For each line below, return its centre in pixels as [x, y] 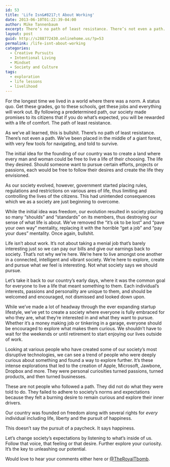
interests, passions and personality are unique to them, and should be [79, 291]
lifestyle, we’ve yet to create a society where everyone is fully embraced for [85, 312]
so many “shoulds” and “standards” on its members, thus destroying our [81, 217]
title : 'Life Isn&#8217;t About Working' [50, 15]
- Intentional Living [33, 58]
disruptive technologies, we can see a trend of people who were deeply [81, 355]
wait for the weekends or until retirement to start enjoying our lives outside [83, 334]
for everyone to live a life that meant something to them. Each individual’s [82, 286]
